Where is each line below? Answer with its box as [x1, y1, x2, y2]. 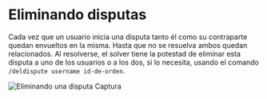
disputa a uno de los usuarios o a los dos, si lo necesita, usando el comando [8, 57, 260, 67]
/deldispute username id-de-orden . [8, 65, 126, 75]
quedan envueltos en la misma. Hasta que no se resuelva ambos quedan [8, 40, 248, 49]
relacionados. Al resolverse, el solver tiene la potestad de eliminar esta [8, 49, 241, 58]
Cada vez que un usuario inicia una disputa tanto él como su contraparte [8, 32, 248, 42]
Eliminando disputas [8, 6, 147, 24]
